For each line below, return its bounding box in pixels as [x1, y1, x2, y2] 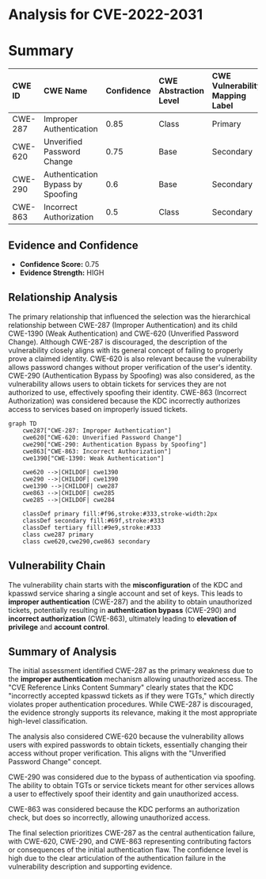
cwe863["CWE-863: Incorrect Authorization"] [22, 447, 172, 455]
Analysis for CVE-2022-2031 [8, 6, 203, 24]
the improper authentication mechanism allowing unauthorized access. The [8, 675, 258, 684]
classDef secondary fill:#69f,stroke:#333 [22, 516, 165, 524]
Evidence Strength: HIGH [19, 268, 104, 277]
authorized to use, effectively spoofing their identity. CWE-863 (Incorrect [8, 387, 247, 397]
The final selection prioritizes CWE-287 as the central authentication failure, [8, 828, 256, 838]
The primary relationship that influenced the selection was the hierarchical [8, 311, 251, 322]
